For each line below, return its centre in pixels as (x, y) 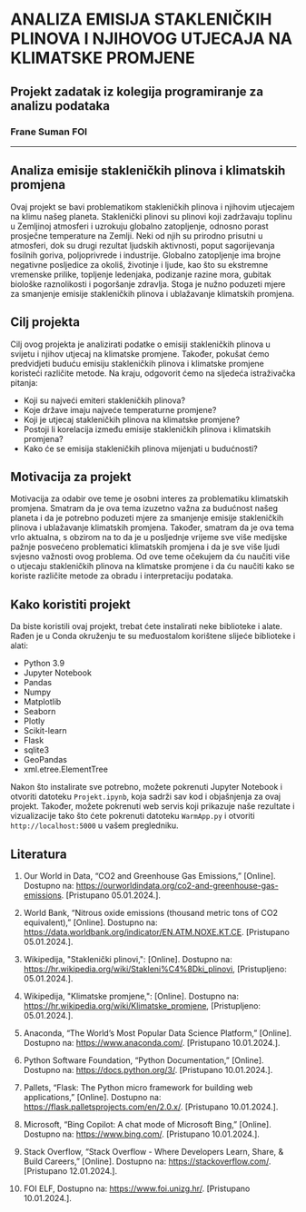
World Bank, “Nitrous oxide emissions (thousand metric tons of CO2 (150, 912)
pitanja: (25, 382)
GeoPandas (45, 760)
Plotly (34, 721)
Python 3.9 (44, 664)
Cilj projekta (45, 322)
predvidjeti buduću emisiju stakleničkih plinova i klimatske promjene (137, 363)
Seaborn (39, 712)
